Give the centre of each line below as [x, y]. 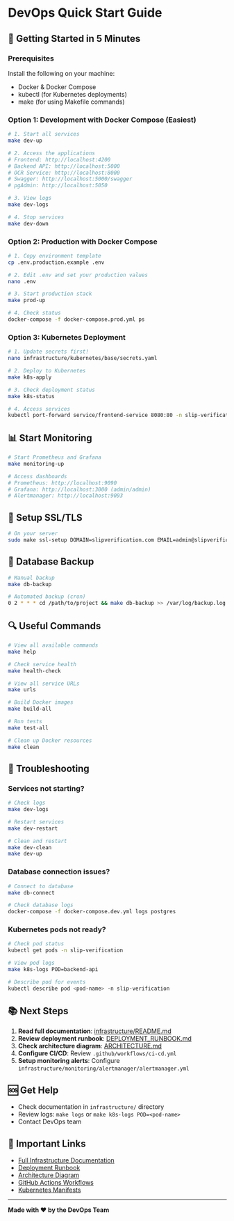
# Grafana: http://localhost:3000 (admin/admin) [80, 489]
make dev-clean [30, 847]
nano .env [22, 281]
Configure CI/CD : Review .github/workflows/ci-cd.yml [97, 1053]
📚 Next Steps [38, 1011]
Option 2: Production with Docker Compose [83, 242]
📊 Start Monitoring [50, 438]
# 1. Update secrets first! [49, 352]
